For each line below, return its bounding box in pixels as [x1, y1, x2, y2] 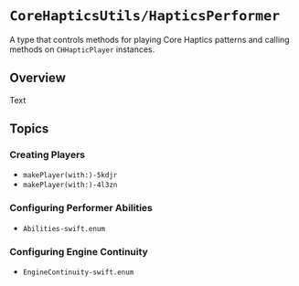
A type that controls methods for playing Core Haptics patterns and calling [9, 34, 290, 45]
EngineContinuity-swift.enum [22, 268, 134, 277]
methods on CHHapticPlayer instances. [9, 44, 155, 55]
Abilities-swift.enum [22, 224, 105, 233]
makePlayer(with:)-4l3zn [22, 181, 118, 190]
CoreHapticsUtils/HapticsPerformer [9, 7, 281, 25]
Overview [9, 70, 67, 86]
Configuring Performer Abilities [9, 202, 154, 215]
